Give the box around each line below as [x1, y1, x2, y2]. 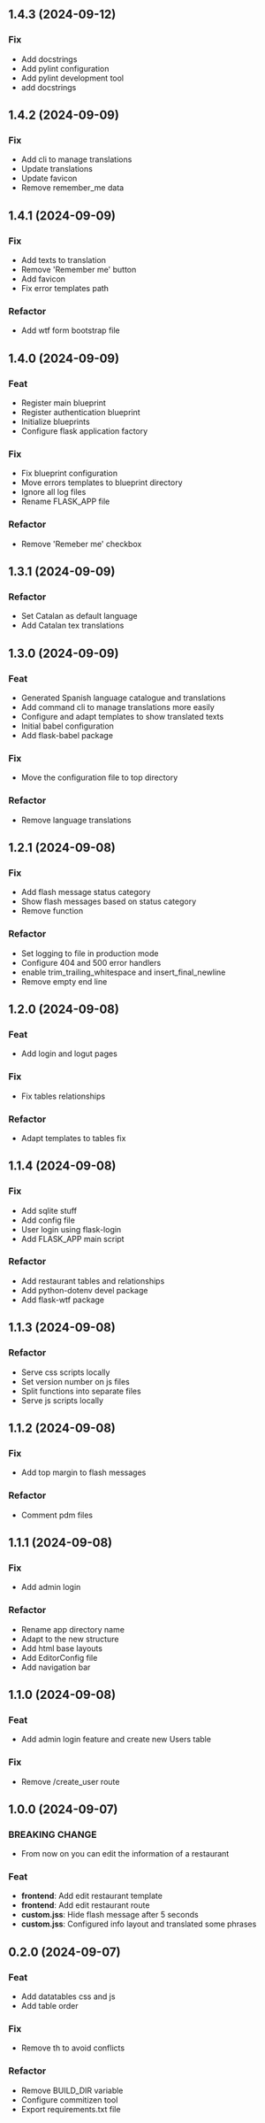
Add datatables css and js [20, 1991, 116, 2002]
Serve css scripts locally [20, 1367, 110, 1378]
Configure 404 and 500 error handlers [20, 957, 162, 968]
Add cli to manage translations [20, 154, 132, 165]
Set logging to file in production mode [20, 947, 159, 959]
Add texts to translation [20, 255, 107, 266]
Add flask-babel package [20, 730, 114, 741]
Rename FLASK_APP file [20, 496, 110, 507]
